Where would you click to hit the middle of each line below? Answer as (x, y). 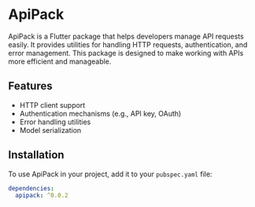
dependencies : (31, 188)
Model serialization (50, 130)
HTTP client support (52, 105)
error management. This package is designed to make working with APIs (126, 53)
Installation (36, 155)
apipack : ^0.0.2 (42, 196)
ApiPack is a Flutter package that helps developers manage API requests (126, 36)
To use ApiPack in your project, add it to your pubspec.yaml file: (110, 174)
